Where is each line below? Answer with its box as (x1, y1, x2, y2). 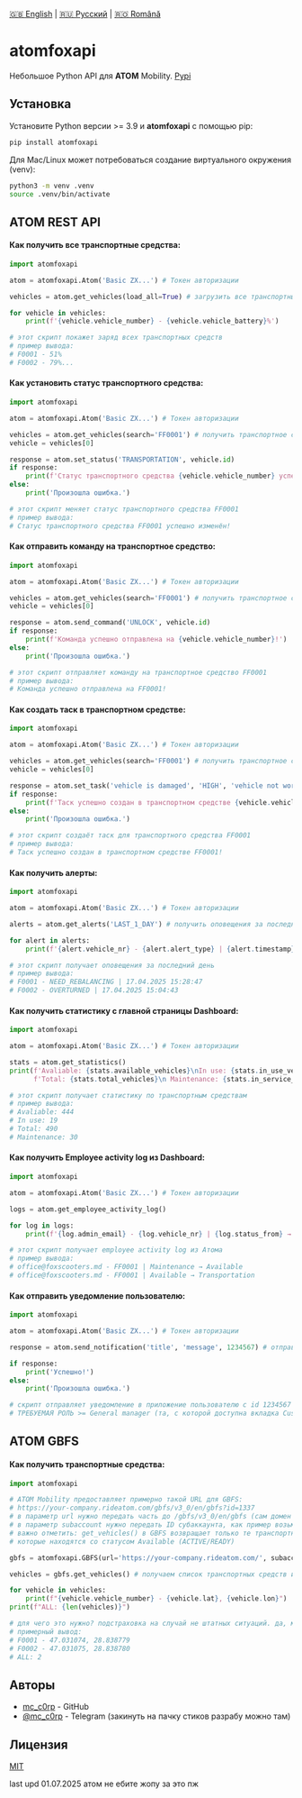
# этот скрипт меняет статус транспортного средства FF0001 (9, 505, 240, 514)
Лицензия (9, 1737, 68, 1752)
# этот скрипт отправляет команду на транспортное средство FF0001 (9, 668, 268, 677)
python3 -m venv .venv (9, 181, 94, 190)
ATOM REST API (9, 214, 102, 230)
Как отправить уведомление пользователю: (9, 1290, 186, 1301)
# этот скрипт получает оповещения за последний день (9, 961, 216, 970)
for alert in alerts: (9, 936, 91, 945)
